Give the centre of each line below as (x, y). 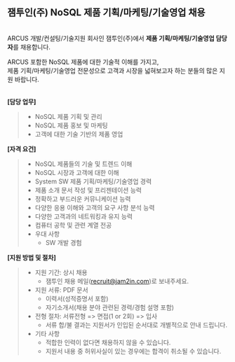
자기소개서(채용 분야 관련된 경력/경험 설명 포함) (109, 307)
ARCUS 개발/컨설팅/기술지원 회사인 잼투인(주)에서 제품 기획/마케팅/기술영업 (111, 38)
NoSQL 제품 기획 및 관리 (69, 116)
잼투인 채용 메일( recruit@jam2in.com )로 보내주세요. (117, 281)
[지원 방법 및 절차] (32, 257)
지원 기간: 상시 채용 (61, 272)
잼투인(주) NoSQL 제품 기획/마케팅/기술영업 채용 (106, 13)
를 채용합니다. (32, 47)
